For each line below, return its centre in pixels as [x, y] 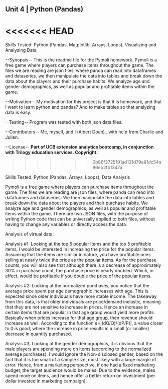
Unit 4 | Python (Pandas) [44, 9]
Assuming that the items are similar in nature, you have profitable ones [78, 255]
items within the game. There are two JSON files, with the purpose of [77, 214]
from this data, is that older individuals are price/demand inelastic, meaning [83, 302]
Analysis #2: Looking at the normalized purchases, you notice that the [77, 286]
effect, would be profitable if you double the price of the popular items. [78, 276]
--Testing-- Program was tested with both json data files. [64, 122]
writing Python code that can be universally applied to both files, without [80, 219]
